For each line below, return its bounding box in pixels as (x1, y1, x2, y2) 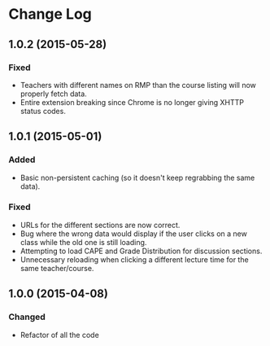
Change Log (8, 5, 92, 24)
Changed (8, 311, 46, 322)
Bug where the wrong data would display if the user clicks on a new (20, 229, 248, 239)
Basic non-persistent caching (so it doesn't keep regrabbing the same (20, 173, 255, 182)
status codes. (20, 106, 67, 116)
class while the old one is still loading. (20, 237, 147, 247)
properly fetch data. (20, 89, 87, 99)
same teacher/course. (20, 263, 94, 273)
